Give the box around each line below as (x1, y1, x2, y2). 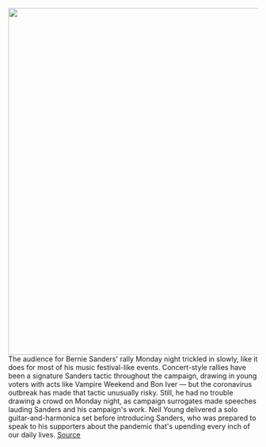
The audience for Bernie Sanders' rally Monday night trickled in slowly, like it (8, 354, 258, 364)
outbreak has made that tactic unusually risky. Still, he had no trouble (8, 388, 234, 397)
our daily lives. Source (8, 430, 81, 439)
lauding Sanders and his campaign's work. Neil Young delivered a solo (8, 405, 238, 414)
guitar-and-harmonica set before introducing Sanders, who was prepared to (8, 413, 256, 422)
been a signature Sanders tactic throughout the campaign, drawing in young (8, 371, 257, 380)
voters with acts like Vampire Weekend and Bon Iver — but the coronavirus (8, 380, 253, 388)
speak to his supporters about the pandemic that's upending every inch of (8, 422, 251, 431)
